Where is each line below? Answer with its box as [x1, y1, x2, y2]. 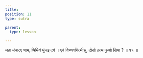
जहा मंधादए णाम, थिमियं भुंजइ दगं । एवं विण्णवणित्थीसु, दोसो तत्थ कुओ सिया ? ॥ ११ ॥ [5, 47, 138, 53]
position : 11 [5, 12, 32, 17]
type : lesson [9, 30, 36, 35]
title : [5, 7, 19, 12]
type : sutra [5, 16, 29, 21]
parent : [5, 25, 21, 30]
